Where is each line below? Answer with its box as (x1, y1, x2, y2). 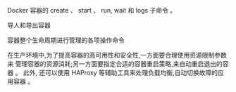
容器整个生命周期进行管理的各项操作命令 (7, 36, 125, 44)
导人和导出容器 (7, 21, 51, 29)
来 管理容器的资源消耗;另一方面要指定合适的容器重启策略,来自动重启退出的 (7, 60, 223, 68)
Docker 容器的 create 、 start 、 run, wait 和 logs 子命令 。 (7, 6, 177, 14)
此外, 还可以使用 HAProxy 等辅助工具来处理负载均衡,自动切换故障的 (23, 69, 218, 77)
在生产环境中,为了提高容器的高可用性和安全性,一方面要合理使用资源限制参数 (7, 51, 228, 59)
